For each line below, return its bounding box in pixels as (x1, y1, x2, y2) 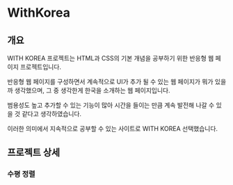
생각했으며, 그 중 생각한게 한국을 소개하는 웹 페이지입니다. (14, 86, 170, 95)
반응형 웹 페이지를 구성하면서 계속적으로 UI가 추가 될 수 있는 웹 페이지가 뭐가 (7, 78, 214, 86)
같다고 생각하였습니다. (22, 110, 82, 118)
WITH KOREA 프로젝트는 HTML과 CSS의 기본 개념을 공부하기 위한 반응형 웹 (7, 54, 214, 62)
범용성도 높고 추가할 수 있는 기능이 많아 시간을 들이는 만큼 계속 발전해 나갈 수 (7, 101, 215, 109)
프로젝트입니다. (19, 63, 61, 71)
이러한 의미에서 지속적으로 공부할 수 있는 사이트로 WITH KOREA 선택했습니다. (7, 124, 218, 133)
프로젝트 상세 (7, 147, 61, 159)
